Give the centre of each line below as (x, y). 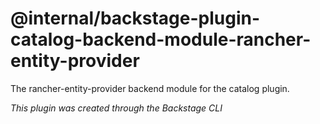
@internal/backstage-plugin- (135, 18)
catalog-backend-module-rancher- (161, 39)
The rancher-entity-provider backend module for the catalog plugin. (150, 88)
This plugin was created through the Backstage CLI (116, 108)
